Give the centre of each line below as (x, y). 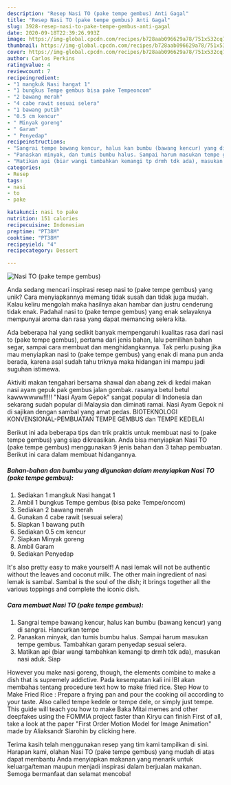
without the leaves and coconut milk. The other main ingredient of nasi (107, 574)
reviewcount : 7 (29, 71)
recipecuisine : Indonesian (46, 225)
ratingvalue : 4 (29, 65)
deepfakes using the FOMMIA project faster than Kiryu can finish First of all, (115, 717)
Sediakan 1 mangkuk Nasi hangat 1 (66, 495)
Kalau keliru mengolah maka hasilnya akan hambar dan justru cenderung (110, 304)
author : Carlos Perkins (41, 59)
